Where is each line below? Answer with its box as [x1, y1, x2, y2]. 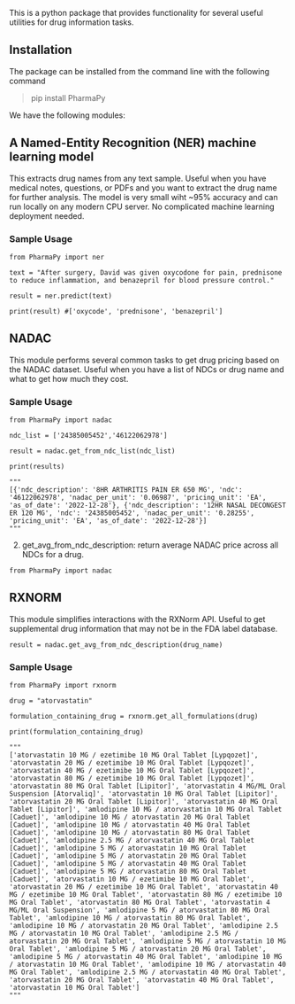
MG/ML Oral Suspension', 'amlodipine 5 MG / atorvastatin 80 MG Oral [9, 906, 271, 915]
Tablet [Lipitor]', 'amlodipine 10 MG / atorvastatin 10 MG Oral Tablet [9, 806, 283, 814]
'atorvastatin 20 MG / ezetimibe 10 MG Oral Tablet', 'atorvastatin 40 [9, 883, 278, 891]
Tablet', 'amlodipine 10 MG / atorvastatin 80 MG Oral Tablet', [9, 914, 251, 922]
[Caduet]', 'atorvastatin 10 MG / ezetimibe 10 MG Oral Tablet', [9, 875, 254, 884]
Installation [9, 43, 72, 58]
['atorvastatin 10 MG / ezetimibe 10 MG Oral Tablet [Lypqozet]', [9, 751, 259, 760]
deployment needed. [9, 210, 85, 221]
